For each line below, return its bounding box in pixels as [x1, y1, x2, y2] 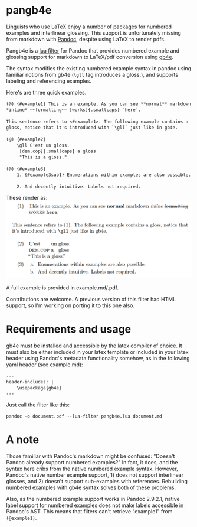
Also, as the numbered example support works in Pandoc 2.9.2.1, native [6, 495, 180, 502]
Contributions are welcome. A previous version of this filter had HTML [6, 296, 176, 303]
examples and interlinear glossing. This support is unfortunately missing [6, 29, 181, 36]
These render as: [6, 194, 48, 201]
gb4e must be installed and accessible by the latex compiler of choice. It [6, 342, 183, 349]
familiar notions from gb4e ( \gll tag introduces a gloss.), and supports [6, 71, 179, 78]
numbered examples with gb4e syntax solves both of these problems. [6, 484, 176, 491]
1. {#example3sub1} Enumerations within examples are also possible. [17, 172, 192, 178]
